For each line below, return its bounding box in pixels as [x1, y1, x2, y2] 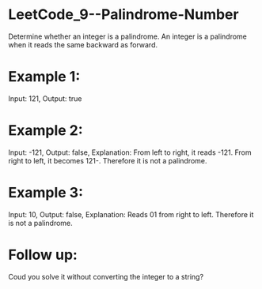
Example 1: [8, 68, 81, 86]
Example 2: [8, 122, 83, 140]
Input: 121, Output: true [8, 93, 82, 103]
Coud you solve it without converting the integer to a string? [8, 272, 204, 281]
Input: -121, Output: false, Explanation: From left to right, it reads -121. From [8, 148, 252, 157]
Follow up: [8, 246, 78, 264]
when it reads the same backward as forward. [8, 39, 158, 49]
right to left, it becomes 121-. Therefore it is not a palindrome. [8, 156, 207, 165]
